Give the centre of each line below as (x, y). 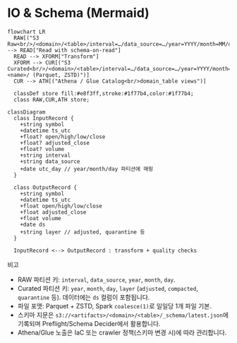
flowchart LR (26, 32)
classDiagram (26, 112)
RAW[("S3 (26, 38)
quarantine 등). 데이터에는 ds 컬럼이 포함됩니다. (84, 297)
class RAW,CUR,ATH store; (52, 100)
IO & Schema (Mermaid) (78, 13)
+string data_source (50, 161)
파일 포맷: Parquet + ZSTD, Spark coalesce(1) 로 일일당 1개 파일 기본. (114, 306)
